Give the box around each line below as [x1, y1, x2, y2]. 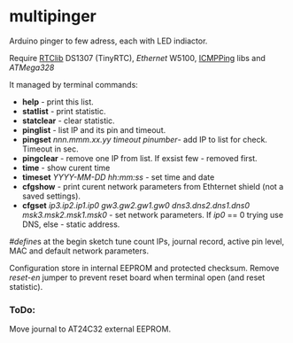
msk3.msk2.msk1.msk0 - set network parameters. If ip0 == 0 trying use [21, 209, 284, 220]
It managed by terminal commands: [9, 79, 139, 90]
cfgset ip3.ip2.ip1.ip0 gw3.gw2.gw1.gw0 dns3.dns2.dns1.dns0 [21, 199, 251, 210]
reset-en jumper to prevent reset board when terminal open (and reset [9, 272, 266, 283]
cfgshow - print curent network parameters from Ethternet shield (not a [21, 181, 284, 191]
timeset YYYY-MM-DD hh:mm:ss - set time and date [21, 171, 215, 183]
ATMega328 [9, 62, 55, 73]
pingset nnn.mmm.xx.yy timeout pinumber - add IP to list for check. [21, 134, 268, 144]
